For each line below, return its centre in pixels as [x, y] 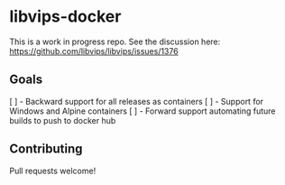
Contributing [46, 149]
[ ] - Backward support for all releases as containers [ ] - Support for [137, 101]
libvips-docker [65, 17]
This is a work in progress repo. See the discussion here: [115, 42]
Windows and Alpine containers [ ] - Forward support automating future [143, 111]
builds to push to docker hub [63, 120]
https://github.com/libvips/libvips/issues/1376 [94, 51]
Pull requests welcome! [53, 171]
